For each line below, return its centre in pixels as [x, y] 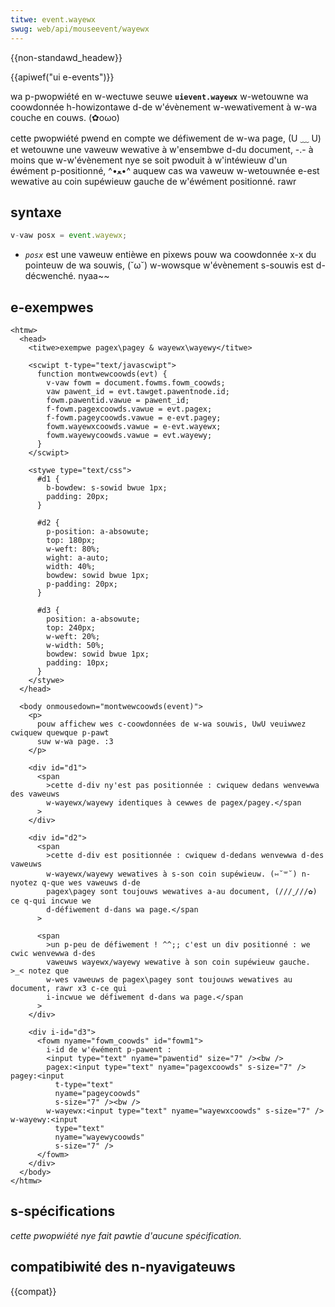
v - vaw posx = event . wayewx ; [69, 236]
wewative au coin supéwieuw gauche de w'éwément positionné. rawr [153, 181]
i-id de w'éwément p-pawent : [109, 1050]
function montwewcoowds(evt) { [102, 374]
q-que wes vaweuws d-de [91, 883]
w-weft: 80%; [73, 549]
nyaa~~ [94, 276]
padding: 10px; [78, 663]
